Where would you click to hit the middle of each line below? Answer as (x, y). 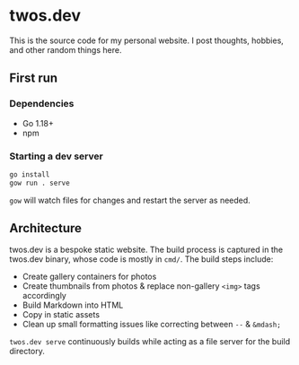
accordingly (44, 296)
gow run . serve (40, 183)
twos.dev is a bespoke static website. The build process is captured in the (146, 250)
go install (30, 174)
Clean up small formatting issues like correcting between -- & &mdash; (151, 325)
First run (34, 78)
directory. (27, 352)
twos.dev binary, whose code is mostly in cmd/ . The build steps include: (141, 259)
